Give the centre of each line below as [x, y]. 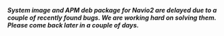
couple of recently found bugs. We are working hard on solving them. [112, 18]
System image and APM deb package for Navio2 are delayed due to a [112, 10]
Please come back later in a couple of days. [73, 25]
